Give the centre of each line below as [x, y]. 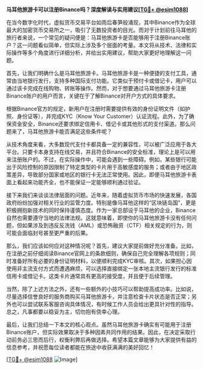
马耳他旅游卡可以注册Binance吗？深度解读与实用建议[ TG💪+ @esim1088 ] [97, 9]
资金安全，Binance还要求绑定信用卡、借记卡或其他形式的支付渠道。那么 [101, 124]
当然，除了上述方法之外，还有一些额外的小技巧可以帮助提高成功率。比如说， [101, 289]
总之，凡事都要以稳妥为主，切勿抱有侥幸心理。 [64, 312]
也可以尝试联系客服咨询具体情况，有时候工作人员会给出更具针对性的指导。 [104, 304]
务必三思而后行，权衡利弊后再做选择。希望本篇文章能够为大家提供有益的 [107, 340]
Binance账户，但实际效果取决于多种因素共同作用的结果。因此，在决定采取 [98, 332]
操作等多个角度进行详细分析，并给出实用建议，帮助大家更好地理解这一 [98, 53]
